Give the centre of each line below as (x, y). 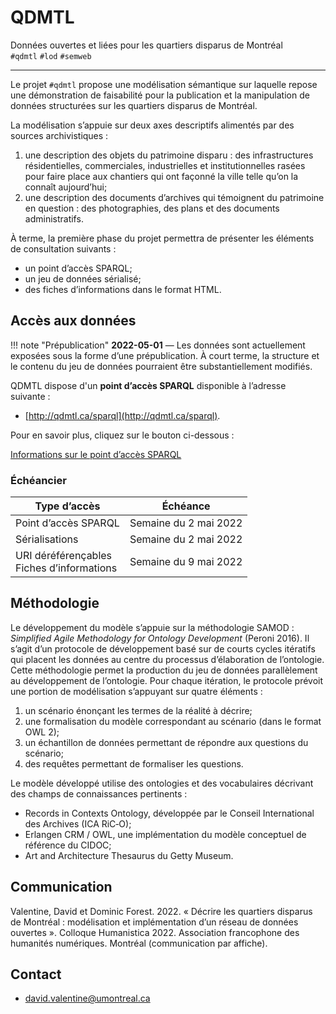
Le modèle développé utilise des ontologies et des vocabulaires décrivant (162, 783)
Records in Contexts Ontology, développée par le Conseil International (169, 813)
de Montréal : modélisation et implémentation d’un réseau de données (154, 922)
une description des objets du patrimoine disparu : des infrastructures (169, 155)
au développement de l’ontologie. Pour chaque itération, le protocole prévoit (167, 680)
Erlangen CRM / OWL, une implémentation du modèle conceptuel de (165, 834)
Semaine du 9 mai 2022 (186, 562)
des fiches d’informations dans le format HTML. (123, 289)
